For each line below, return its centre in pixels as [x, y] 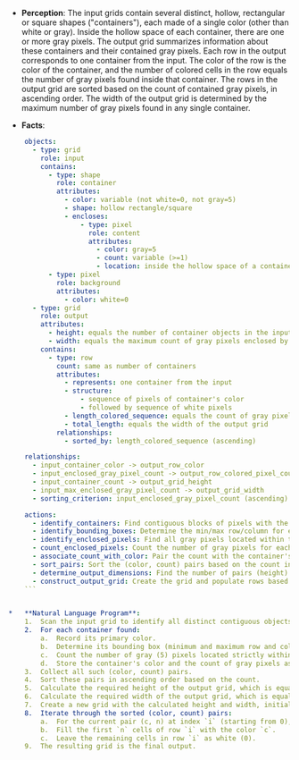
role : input [63, 158]
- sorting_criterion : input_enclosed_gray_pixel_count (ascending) [160, 498]
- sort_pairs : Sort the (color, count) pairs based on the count [156, 564]
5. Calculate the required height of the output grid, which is [149, 688]
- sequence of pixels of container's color [162, 400]
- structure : [89, 391]
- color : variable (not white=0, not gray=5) [151, 200]
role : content [114, 233]
